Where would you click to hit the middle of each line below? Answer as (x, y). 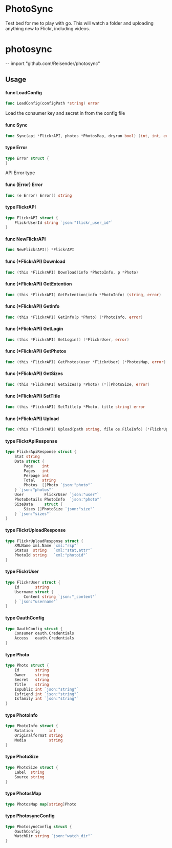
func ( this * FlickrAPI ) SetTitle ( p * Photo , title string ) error (75, 407)
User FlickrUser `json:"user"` (57, 495)
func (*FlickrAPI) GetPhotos (36, 351)
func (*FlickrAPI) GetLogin (34, 329)
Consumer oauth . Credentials (44, 633)
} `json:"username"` (36, 602)
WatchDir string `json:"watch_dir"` (54, 836)
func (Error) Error (24, 184)
